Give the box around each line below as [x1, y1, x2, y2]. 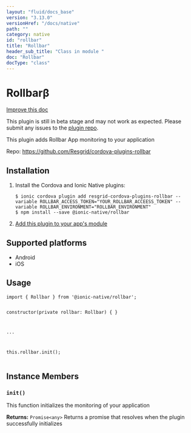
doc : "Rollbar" [6, 54, 45, 60]
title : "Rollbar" [6, 43, 50, 49]
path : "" [6, 26, 28, 32]
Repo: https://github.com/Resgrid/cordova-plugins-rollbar [6, 148, 151, 155]
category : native [6, 32, 50, 38]
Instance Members [6, 371, 79, 381]
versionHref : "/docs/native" [6, 20, 80, 26]
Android [15, 254, 35, 262]
